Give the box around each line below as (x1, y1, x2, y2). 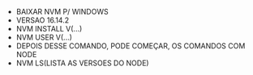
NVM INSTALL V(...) (15, 24, 83, 33)
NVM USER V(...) (15, 32, 73, 42)
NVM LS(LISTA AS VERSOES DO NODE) (15, 58, 149, 68)
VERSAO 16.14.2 (15, 15, 70, 25)
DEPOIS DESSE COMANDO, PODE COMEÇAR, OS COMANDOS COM (15, 41, 246, 51)
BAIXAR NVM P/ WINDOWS (15, 7, 109, 16)
